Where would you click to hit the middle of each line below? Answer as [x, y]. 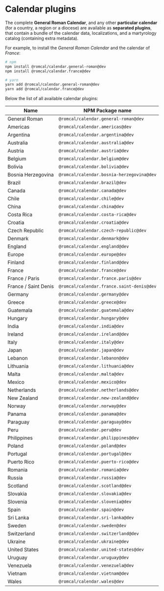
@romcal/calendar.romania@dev [94, 470]
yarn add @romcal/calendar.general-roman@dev [52, 84]
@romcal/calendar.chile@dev [91, 199]
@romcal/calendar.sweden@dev [93, 526]
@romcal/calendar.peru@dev [90, 430]
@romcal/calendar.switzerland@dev [99, 534]
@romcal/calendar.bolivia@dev [94, 167]
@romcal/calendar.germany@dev [94, 295]
